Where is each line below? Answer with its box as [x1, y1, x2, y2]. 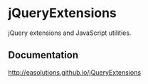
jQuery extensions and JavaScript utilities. [8, 28, 132, 37]
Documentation [8, 49, 79, 61]
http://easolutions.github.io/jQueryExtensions [8, 68, 142, 76]
